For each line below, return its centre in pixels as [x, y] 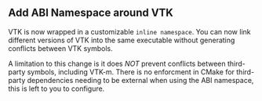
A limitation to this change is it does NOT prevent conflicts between [117, 63]
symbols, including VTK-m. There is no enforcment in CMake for [131, 72]
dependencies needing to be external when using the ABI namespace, [140, 80]
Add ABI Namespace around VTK [91, 13]
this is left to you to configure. [56, 88]
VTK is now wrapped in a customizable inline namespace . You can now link [129, 31]
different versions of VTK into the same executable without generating [122, 40]
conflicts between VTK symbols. [60, 48]
